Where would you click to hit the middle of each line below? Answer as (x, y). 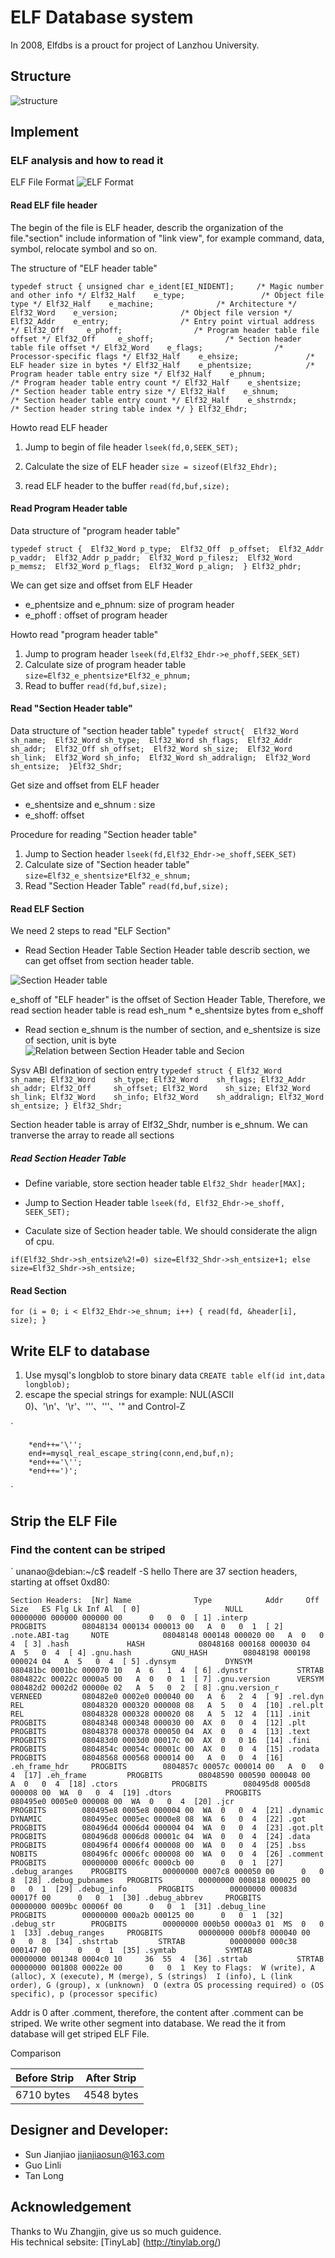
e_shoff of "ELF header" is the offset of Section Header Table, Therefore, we (168, 1000)
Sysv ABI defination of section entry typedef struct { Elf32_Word (146, 1070)
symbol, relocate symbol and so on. (84, 248)
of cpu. (39, 1242)
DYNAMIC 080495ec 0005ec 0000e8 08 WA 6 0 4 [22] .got (158, 1819)
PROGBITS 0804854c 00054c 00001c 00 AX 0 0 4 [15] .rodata (165, 1749)
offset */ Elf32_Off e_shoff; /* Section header (156, 339)
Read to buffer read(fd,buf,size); (96, 685)
